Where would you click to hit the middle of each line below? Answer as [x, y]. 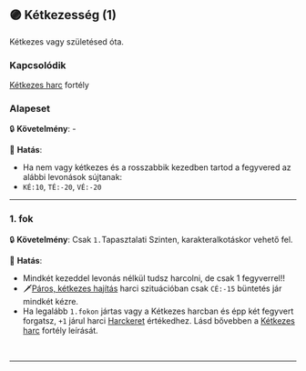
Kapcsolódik [38, 65]
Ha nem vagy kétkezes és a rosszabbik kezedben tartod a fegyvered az [157, 167]
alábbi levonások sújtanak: [72, 177]
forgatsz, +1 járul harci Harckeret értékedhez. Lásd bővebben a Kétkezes [159, 320]
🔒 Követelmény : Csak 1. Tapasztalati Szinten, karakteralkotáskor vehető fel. [151, 239]
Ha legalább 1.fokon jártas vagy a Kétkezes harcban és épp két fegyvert [158, 311]
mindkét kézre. [51, 301]
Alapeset [30, 109]
